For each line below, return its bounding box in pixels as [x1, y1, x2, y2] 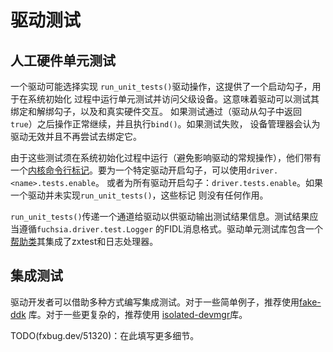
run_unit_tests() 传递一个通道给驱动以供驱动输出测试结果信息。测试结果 [10, 211, 310, 222]
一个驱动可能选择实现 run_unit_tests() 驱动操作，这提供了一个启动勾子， [10, 81, 313, 92]
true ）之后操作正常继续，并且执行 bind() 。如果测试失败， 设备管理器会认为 [10, 118, 321, 130]
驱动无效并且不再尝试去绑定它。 [10, 131, 142, 142]
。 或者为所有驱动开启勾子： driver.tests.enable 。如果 [95, 177, 323, 188]
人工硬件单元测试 [10, 52, 116, 69]
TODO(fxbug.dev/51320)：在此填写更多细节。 [10, 329, 200, 341]
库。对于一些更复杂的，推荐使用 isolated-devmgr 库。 [28, 308, 248, 320]
